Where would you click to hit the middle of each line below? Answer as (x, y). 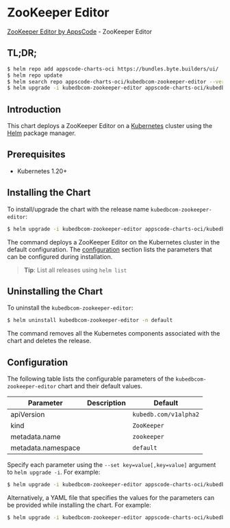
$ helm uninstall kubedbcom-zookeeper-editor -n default (90, 320)
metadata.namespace (46, 448)
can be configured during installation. (60, 256)
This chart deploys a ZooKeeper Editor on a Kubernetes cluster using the (110, 126)
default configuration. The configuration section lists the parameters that (110, 249)
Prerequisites (36, 154)
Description (106, 403)
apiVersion (28, 414)
